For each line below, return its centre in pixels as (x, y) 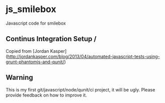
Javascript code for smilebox (36, 23)
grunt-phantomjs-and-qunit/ (35, 62)
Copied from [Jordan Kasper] (36, 51)
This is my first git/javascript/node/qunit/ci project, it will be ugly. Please (80, 89)
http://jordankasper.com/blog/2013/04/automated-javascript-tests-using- (84, 56)
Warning (19, 78)
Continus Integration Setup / (51, 39)
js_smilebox (31, 9)
